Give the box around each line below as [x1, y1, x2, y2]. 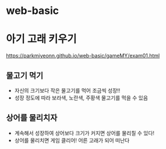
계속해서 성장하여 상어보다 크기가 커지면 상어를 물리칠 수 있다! [14, 129, 155, 136]
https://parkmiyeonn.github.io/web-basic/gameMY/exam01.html [6, 52, 160, 59]
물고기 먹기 [6, 70, 44, 80]
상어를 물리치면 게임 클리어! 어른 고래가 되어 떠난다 [14, 137, 130, 144]
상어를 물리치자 [6, 113, 58, 123]
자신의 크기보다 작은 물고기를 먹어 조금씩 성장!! [14, 87, 121, 94]
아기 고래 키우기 [6, 33, 77, 46]
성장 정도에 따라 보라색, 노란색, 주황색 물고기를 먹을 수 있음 [14, 94, 149, 101]
